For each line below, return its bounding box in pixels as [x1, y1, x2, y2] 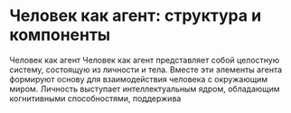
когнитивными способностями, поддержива [9, 92, 182, 104]
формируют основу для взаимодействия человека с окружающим [9, 73, 268, 84]
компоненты [9, 24, 111, 45]
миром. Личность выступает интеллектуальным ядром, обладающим [9, 83, 280, 94]
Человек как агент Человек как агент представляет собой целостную [9, 54, 280, 65]
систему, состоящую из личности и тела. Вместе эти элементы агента [9, 64, 283, 75]
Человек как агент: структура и [9, 5, 262, 26]
